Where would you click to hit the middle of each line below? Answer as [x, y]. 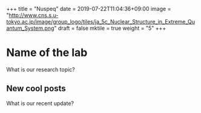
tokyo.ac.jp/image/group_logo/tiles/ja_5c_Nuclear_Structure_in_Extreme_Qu [101, 22]
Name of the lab [47, 53]
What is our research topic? [41, 69]
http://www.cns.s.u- [34, 15]
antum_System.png [30, 28]
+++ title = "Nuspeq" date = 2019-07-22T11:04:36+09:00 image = [89, 9]
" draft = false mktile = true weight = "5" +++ [110, 28]
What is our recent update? [40, 103]
